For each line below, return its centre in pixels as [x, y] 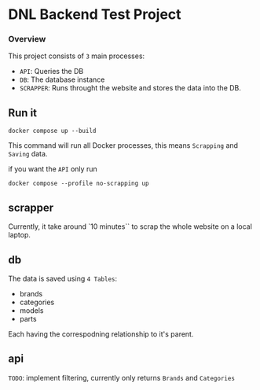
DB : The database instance [62, 79]
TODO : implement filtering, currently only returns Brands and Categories [122, 377]
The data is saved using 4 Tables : [63, 278]
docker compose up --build [52, 131]
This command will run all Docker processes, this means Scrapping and [123, 145]
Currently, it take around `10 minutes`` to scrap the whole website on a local [130, 226]
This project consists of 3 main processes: [77, 56]
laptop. [20, 235]
